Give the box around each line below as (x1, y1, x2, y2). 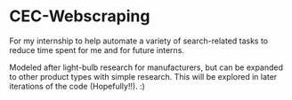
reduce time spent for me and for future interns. (9, 44, 185, 55)
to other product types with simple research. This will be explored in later (9, 71, 278, 81)
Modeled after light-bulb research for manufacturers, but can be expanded (9, 62, 283, 73)
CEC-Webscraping (9, 6, 150, 27)
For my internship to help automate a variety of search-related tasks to (9, 35, 269, 46)
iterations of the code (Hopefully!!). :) (9, 81, 145, 91)
